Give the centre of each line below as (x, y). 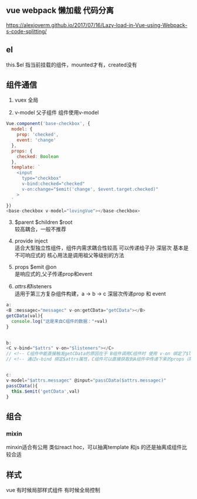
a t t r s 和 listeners (33, 286)
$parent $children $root (43, 222)
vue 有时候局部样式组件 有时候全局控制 (53, 490)
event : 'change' (37, 140)
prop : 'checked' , (38, 135)
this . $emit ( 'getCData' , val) (46, 391)
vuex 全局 (26, 100)
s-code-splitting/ (26, 31)
